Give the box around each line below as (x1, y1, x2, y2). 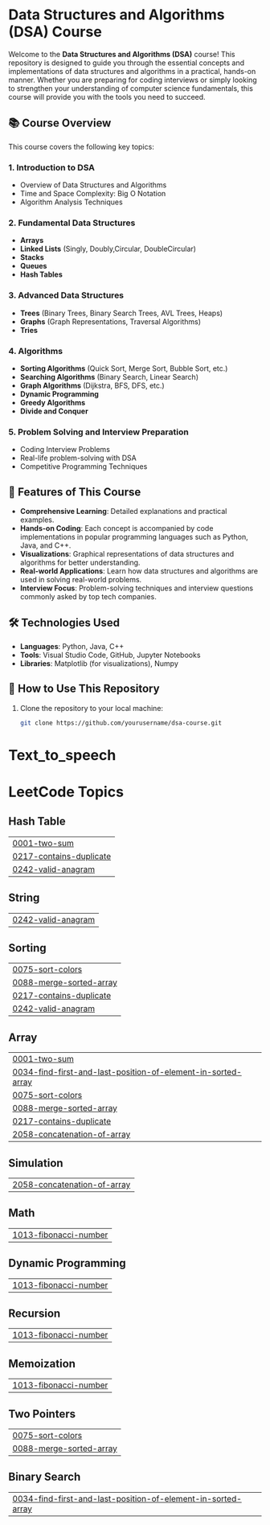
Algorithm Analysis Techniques (19, 197, 123, 207)
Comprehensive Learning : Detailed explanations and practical (19, 507, 227, 516)
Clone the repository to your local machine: (19, 703, 163, 713)
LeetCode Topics (8, 783, 125, 801)
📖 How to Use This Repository (8, 682, 160, 696)
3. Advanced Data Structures (8, 290, 125, 301)
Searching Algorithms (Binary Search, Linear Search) (19, 372, 199, 381)
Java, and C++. (19, 541, 72, 550)
